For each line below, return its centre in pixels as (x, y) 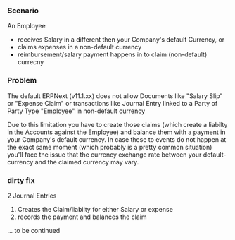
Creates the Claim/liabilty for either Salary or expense (95, 209)
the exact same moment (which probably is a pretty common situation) (110, 147)
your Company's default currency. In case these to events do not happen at (117, 139)
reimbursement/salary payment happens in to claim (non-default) (112, 54)
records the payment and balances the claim (82, 217)
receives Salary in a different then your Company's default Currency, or (121, 40)
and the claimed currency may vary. (87, 162)
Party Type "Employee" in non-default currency (76, 111)
